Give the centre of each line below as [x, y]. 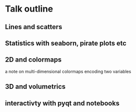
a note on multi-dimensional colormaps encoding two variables [68, 71]
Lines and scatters [34, 27]
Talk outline [29, 9]
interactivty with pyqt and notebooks [62, 103]
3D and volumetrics [35, 87]
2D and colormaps [33, 60]
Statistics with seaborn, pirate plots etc [66, 43]
